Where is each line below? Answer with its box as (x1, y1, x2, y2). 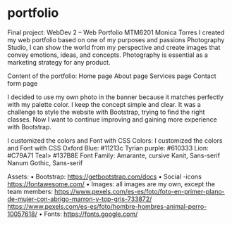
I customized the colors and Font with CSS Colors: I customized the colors (7, 136, 223, 145)
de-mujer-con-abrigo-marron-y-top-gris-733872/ (7, 195, 152, 203)
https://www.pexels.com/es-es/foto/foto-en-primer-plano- (54, 187, 226, 195)
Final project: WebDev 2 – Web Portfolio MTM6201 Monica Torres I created (7, 28, 225, 37)
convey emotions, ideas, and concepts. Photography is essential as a (7, 51, 208, 59)
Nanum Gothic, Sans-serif (7, 158, 83, 167)
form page (7, 79, 38, 87)
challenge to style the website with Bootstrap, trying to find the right (7, 108, 205, 116)
